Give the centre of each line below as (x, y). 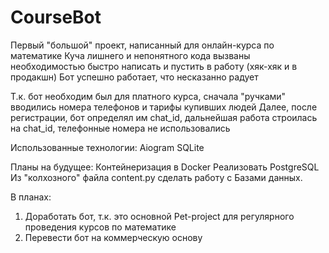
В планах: (31, 197)
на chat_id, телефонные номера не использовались (120, 128)
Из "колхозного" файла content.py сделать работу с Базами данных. (156, 177)
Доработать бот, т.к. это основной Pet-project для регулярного (159, 216)
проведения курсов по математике (100, 227)
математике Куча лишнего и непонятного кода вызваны (130, 55)
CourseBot (56, 17)
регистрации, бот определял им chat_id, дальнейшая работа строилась (164, 117)
